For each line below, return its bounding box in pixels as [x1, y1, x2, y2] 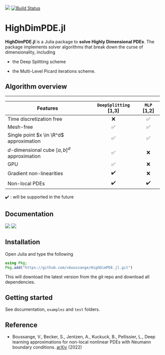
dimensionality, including [5, 49, 55, 55]
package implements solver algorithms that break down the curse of [5, 44, 143, 50]
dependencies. [5, 279, 35, 285]
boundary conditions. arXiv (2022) [12, 344, 82, 350]
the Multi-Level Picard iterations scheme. [12, 68, 96, 74]
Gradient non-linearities [7, 170, 63, 177]
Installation [5, 238, 40, 246]
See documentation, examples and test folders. [5, 306, 100, 312]
